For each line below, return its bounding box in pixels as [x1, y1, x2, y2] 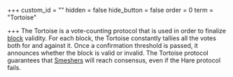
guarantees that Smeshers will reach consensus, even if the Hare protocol [7, 56, 221, 65]
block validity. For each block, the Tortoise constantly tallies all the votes [7, 34, 217, 42]
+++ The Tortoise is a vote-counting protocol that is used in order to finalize [7, 27, 226, 35]
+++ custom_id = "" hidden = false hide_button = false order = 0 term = [7, 6, 214, 14]
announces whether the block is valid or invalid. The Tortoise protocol [7, 49, 209, 57]
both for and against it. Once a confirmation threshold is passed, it [7, 42, 198, 49]
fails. [7, 64, 22, 71]
